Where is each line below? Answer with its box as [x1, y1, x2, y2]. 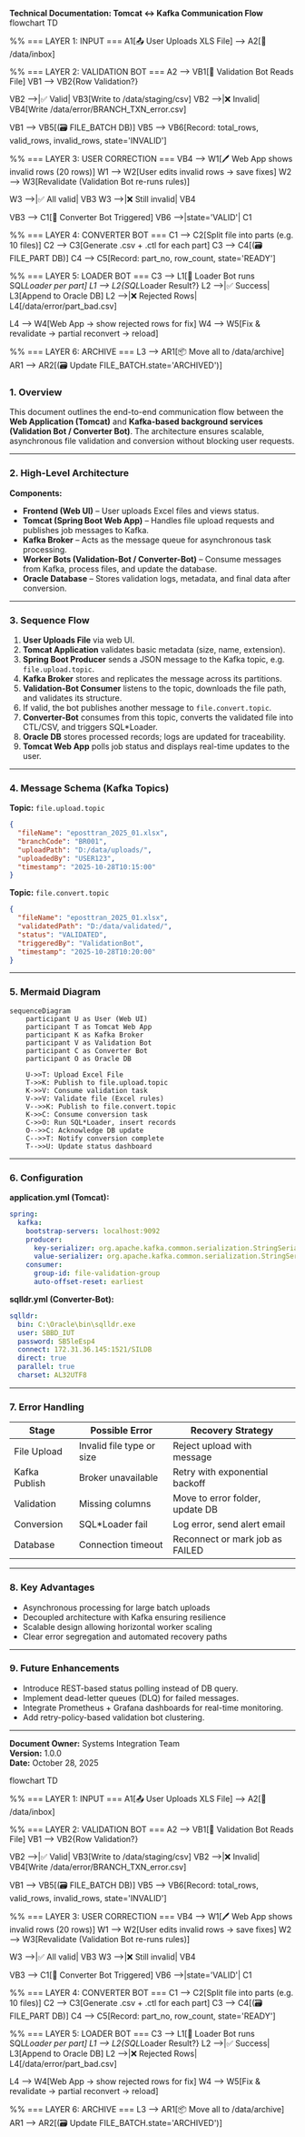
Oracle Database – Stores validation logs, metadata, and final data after [22, 572, 291, 583]
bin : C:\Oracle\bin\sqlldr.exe [17, 1320, 136, 1329]
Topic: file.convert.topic [9, 887, 110, 898]
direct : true [17, 1353, 67, 1363]
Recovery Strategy [190, 1424, 274, 1437]
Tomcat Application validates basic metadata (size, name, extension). [22, 643, 286, 654]
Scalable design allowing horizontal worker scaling [22, 1621, 213, 1632]
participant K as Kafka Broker [25, 1030, 144, 1039]
